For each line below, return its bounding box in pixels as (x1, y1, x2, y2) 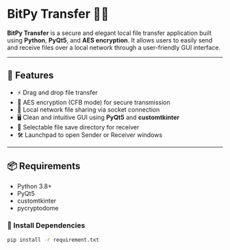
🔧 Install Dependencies (7, 221, 86, 230)
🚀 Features (7, 70, 54, 82)
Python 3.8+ (16, 182, 53, 190)
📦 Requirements (7, 160, 81, 172)
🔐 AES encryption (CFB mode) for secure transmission (16, 98, 171, 106)
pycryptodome (16, 203, 59, 212)
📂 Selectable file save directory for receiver (16, 123, 140, 131)
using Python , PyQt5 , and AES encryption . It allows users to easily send (7, 36, 213, 44)
